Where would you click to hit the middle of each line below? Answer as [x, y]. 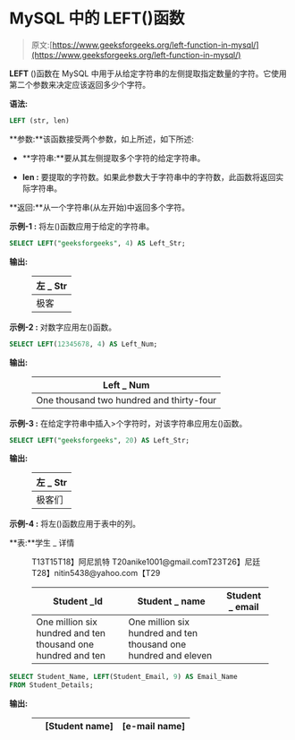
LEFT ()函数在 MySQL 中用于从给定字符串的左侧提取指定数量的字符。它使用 [148, 73]
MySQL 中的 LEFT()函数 [97, 18]
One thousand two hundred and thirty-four [126, 400]
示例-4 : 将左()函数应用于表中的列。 [75, 524]
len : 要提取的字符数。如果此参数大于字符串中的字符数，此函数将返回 [149, 176]
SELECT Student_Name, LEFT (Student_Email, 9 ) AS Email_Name [124, 677]
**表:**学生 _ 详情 [42, 543]
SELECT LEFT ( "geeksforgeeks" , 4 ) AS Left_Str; [97, 243]
